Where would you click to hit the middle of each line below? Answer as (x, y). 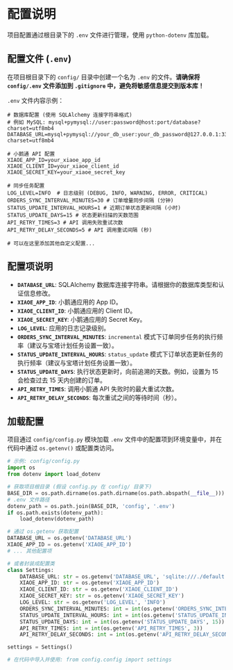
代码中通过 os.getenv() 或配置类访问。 (62, 448)
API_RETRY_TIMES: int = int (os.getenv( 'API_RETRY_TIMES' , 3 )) (111, 628)
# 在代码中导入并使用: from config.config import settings (89, 660)
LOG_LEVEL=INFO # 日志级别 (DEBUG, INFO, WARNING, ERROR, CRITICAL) (107, 193)
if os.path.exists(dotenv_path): (55, 513)
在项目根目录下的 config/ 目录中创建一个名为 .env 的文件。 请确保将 (104, 76)
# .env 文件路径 (28, 500)
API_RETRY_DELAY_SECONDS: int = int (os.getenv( (89, 635)
